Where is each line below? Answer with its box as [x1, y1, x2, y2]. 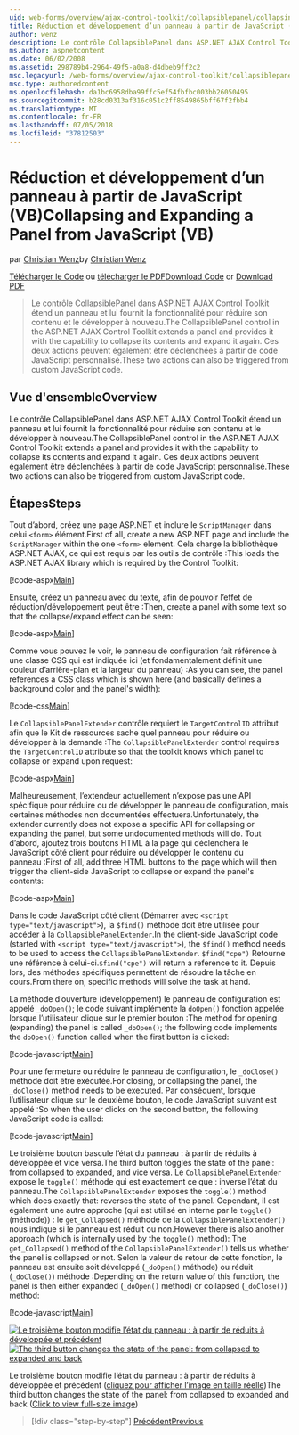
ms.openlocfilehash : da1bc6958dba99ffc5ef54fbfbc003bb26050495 [9, 87, 249, 96]
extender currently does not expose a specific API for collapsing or [9, 819, 255, 830]
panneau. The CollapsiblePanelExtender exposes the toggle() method [9, 1186, 267, 1197]
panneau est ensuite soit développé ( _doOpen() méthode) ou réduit [9, 1262, 254, 1273]
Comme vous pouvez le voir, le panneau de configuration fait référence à [9, 645, 278, 656]
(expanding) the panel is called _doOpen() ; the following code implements [9, 1022, 278, 1033]
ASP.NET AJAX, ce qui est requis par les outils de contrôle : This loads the [9, 548, 279, 559]
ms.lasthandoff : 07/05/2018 [9, 121, 114, 130]
